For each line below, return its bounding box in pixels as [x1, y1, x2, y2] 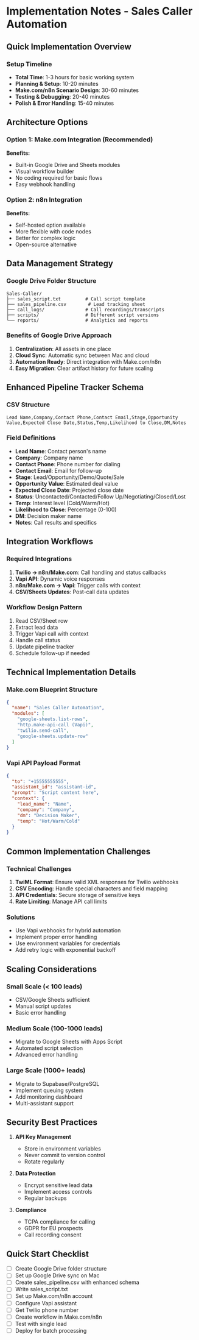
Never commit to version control [24, 1152, 105, 1159]
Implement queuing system [15, 1087, 84, 1094]
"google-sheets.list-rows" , [17, 716, 88, 723]
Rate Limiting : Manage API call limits [15, 898, 108, 905]
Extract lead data [15, 623, 58, 631]
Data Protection [15, 1170, 56, 1177]
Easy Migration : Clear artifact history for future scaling [15, 364, 153, 372]
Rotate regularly [24, 1158, 65, 1165]
